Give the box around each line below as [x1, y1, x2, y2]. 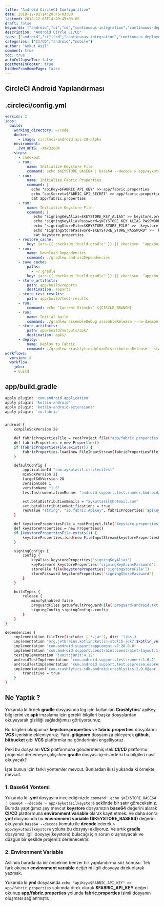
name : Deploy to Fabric [26, 341, 76, 347]
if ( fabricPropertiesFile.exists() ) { [14, 445, 93, 450]
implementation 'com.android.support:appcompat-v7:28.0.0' [14, 644, 137, 649]
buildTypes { [14, 589, 41, 594]
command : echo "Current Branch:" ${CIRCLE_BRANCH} [26, 305, 132, 310]
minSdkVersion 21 [22, 472, 58, 477]
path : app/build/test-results [26, 296, 89, 301]
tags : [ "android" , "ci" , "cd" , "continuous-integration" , [5, 35, 119, 40]
